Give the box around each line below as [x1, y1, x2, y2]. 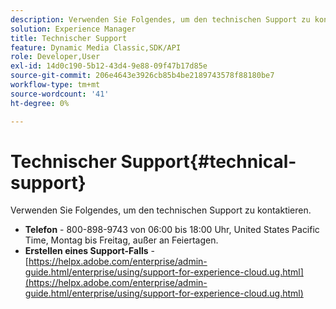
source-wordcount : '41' [10, 89, 110, 99]
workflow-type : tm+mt [10, 80, 101, 90]
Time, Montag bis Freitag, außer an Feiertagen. [24, 234, 219, 246]
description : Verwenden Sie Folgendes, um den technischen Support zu [10, 14, 311, 25]
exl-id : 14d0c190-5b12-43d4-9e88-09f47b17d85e [10, 61, 208, 71]
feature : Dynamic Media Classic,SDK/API [10, 42, 182, 53]
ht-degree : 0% [10, 98, 70, 108]
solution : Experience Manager [10, 24, 137, 34]
